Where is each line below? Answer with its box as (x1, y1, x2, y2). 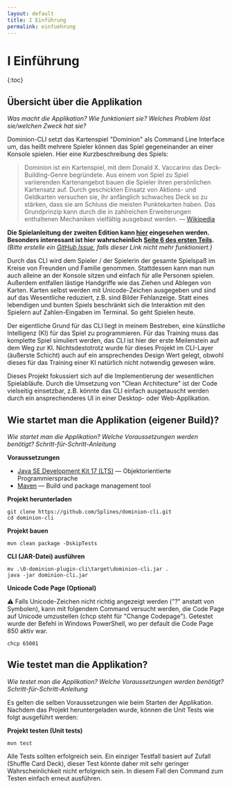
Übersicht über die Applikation (7, 96, 143, 108)
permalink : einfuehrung (7, 23, 76, 30)
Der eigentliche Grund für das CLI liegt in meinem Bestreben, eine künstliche (7, 322, 226, 330)
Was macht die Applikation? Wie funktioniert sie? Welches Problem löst (7, 114, 211, 123)
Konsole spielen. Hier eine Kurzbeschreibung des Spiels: (7, 150, 169, 158)
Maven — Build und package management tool (17, 481, 151, 490)
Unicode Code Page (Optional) (7, 583, 97, 592)
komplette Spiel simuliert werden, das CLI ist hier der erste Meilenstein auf (7, 336, 220, 345)
